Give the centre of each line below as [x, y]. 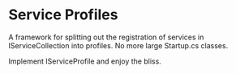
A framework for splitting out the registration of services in [106, 37]
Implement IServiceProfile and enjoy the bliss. [85, 61]
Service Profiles [63, 15]
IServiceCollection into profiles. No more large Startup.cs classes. [118, 45]
